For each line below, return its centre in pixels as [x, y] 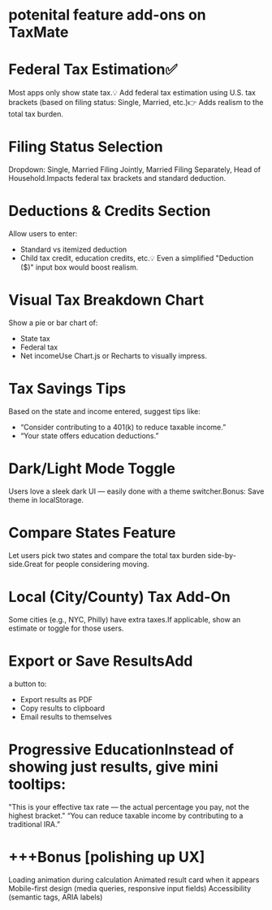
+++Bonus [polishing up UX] [107, 857]
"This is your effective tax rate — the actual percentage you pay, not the [129, 807]
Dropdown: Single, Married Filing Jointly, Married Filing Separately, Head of [135, 169]
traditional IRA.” [35, 824]
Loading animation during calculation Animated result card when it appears [134, 879]
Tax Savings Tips [67, 389]
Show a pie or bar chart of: [53, 323]
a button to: [28, 684]
